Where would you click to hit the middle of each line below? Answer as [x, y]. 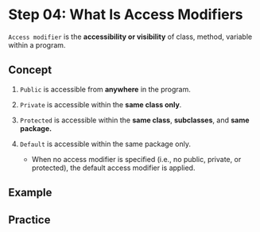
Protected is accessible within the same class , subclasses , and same [134, 120]
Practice [29, 220]
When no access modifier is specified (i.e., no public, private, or [136, 159]
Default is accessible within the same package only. [105, 144]
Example [30, 193]
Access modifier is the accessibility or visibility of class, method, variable [130, 37]
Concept [30, 70]
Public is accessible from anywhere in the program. [105, 89]
